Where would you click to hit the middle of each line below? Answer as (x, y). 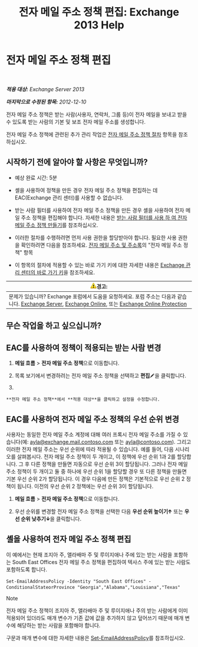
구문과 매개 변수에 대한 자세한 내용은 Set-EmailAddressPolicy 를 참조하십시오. (96, 638)
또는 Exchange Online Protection (148, 304)
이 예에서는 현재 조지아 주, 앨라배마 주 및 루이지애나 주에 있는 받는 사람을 (89, 555)
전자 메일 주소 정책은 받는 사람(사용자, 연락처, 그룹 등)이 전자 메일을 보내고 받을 (97, 114)
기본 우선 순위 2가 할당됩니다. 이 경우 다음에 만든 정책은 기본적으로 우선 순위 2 (95, 479)
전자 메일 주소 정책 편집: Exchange (99, 12)
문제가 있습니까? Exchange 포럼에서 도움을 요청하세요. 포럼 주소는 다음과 (92, 296)
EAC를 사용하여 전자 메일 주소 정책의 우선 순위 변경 (93, 419)
